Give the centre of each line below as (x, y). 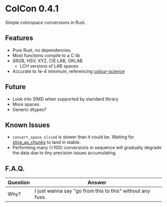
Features (19, 38)
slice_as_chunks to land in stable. (46, 142)
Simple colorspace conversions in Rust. (45, 22)
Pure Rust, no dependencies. (42, 50)
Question (19, 183)
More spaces (26, 104)
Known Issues (28, 125)
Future (16, 87)
